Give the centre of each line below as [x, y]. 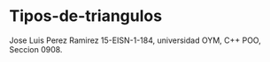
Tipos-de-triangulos [85, 16]
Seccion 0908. [36, 49]
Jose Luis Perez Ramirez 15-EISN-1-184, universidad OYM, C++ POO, [135, 40]
